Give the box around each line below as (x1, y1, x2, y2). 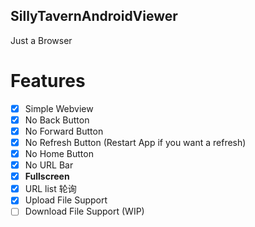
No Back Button (24, 114, 90, 126)
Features (10, 70, 86, 92)
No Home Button (24, 148, 94, 159)
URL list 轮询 (24, 183, 77, 195)
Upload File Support (24, 194, 108, 206)
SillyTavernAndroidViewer (10, 8, 178, 25)
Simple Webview (24, 102, 94, 114)
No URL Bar (24, 159, 74, 171)
